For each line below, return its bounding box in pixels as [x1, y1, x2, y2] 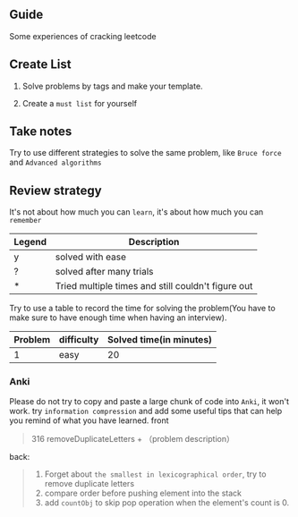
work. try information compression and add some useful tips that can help [9, 405, 283, 416]
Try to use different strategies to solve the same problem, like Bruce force [9, 148, 282, 158]
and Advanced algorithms [9, 157, 102, 168]
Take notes [9, 124, 72, 140]
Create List [9, 57, 72, 72]
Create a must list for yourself [21, 97, 137, 108]
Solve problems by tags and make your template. [21, 81, 203, 91]
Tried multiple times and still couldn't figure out [55, 280, 253, 292]
